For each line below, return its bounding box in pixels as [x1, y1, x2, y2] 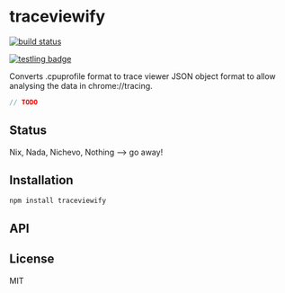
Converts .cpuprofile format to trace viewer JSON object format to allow [9, 70, 276, 82]
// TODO [9, 97, 39, 107]
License [9, 252, 55, 267]
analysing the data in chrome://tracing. [9, 80, 153, 91]
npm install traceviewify [9, 196, 106, 206]
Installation [9, 173, 74, 188]
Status [9, 123, 48, 138]
